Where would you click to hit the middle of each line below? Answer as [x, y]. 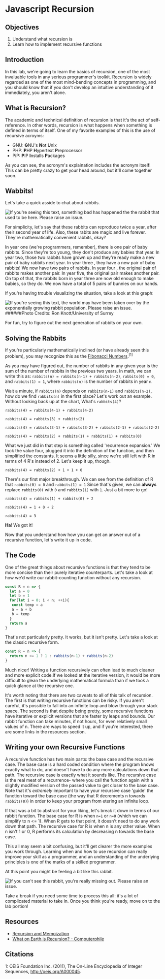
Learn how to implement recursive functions [57, 44]
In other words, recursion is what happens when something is [90, 125]
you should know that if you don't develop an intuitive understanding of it [79, 87]
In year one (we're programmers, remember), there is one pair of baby [76, 247]
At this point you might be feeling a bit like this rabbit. [59, 871]
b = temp [20, 614]
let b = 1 [19, 596]
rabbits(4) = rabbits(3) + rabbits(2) [45, 419]
